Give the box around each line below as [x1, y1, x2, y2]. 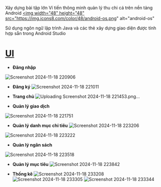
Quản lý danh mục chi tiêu [12, 122, 68, 128]
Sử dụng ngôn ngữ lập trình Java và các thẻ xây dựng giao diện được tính [5, 25, 156, 31]
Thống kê [12, 170, 33, 177]
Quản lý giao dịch [12, 103, 50, 109]
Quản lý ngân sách [12, 141, 52, 147]
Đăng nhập [12, 64, 36, 70]
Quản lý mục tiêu [12, 161, 49, 167]
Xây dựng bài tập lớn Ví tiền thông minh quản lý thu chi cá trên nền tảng [5, 5, 153, 10]
